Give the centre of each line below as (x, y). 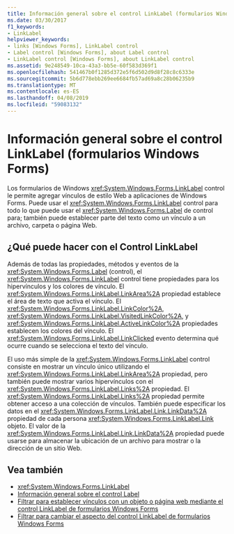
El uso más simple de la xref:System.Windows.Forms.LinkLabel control (109, 359)
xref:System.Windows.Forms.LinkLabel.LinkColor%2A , (86, 309)
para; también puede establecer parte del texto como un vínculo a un (107, 218)
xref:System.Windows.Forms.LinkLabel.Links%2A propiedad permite (106, 396)
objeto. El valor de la (37, 426)
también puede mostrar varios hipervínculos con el (80, 381)
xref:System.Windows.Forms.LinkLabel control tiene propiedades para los (113, 279)
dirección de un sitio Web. (45, 448)
